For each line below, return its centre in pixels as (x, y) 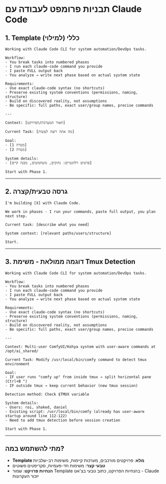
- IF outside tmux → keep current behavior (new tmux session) (72, 386)
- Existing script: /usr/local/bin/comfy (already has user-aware (75, 411)
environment (17, 364)
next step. (16, 216)
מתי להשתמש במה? (35, 449)
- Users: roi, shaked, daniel (36, 407)
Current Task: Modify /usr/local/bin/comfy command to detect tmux (76, 359)
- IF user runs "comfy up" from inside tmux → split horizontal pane (78, 377)
